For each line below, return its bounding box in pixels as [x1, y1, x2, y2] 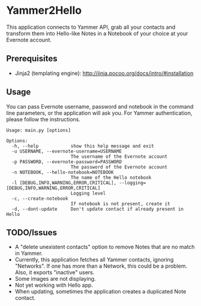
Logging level [70, 190, 106, 196]
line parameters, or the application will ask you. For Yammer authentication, [6, 109, 193, 116]
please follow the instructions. [6, 115, 81, 123]
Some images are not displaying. [14, 275, 96, 283]
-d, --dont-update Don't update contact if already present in [11, 206, 184, 212]
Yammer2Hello [6, 4, 82, 17]
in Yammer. [14, 250, 43, 257]
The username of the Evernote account [70, 154, 168, 160]
